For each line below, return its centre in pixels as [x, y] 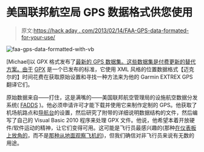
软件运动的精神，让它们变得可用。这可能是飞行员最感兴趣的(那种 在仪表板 [105, 128]
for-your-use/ [38, 37]
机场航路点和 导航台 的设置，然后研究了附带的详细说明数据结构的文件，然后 [99, 112]
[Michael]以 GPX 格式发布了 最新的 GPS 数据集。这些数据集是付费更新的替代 [101, 61]
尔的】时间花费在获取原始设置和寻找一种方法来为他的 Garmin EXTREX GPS [100, 77]
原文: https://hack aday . [51, 30]
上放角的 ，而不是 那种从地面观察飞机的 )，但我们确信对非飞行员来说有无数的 [100, 135]
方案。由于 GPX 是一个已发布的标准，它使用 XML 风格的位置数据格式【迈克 [100, 69]
